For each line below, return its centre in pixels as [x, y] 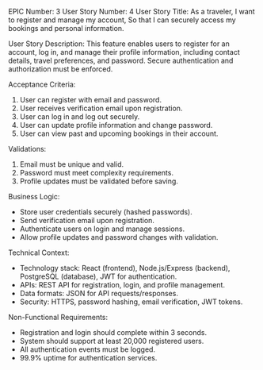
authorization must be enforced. [61, 69]
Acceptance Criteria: [42, 84]
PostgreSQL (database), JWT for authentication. [98, 276]
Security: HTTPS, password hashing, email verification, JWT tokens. [131, 302]
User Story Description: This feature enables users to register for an [119, 44]
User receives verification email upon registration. [101, 108]
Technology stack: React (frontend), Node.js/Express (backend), [125, 268]
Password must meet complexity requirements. [97, 173]
